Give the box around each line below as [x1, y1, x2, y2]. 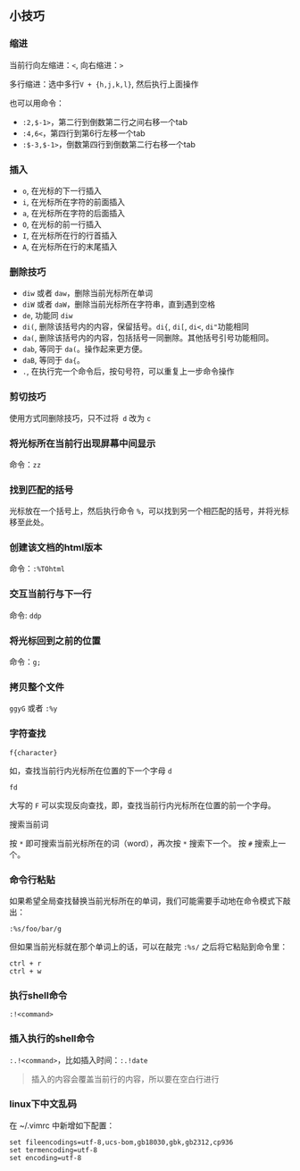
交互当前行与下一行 [9, 588, 92, 601]
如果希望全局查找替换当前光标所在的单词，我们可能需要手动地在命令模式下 [9, 895, 283, 906]
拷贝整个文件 [9, 680, 65, 693]
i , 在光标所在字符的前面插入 [21, 196, 125, 207]
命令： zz [9, 459, 42, 469]
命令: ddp [9, 610, 42, 620]
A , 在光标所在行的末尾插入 [21, 240, 118, 252]
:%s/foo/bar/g [9, 924, 62, 933]
